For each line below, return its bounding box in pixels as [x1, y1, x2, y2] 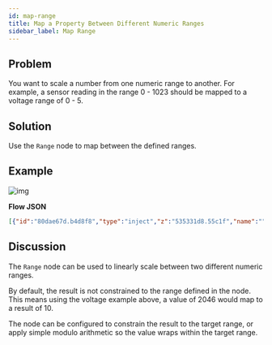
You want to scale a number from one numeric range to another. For [8, 79, 235, 88]
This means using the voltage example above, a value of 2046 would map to [8, 294, 263, 304]
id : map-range [8, 11, 57, 20]
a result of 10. [8, 303, 54, 313]
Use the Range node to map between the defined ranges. [8, 141, 197, 150]
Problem [8, 57, 53, 71]
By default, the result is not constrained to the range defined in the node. [8, 286, 251, 295]
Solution [8, 119, 52, 133]
